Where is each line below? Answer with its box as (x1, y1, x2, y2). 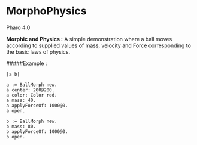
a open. (6, 107, 26, 114)
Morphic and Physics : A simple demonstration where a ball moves (6, 35, 172, 42)
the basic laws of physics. (6, 48, 71, 55)
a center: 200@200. (6, 87, 55, 93)
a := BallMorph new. (6, 82, 58, 88)
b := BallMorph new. (6, 118, 58, 124)
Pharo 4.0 (6, 24, 31, 31)
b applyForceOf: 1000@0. (6, 128, 68, 135)
